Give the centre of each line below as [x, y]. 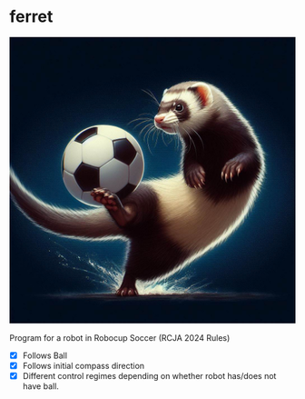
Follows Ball [45, 355]
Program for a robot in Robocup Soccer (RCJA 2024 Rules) [120, 337]
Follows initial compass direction [84, 366]
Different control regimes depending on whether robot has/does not [149, 376]
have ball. [40, 386]
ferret [31, 17]
